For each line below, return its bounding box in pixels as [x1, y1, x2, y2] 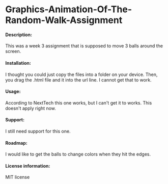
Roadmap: [5, 140, 28, 146]
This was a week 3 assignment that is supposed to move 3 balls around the [5, 43, 163, 49]
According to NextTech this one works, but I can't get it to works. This [5, 99, 152, 106]
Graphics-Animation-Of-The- [5, 4, 132, 15]
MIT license [5, 174, 30, 180]
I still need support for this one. [5, 128, 71, 134]
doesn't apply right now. [5, 105, 56, 111]
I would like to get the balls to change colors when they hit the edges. [5, 151, 151, 157]
